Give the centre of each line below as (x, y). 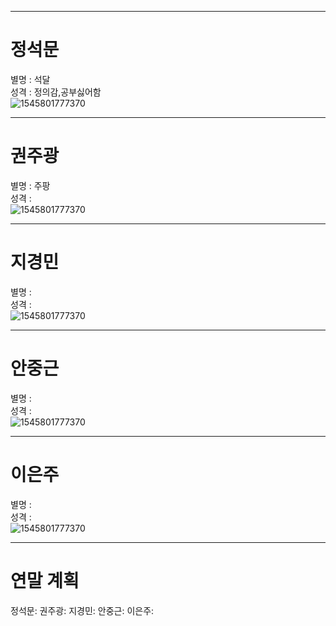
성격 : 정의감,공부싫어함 (56, 92)
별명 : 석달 (30, 79)
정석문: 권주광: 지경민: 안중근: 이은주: (82, 610)
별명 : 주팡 (30, 185)
